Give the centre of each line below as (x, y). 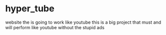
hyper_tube (30, 9)
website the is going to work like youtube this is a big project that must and (83, 22)
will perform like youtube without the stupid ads (55, 27)
